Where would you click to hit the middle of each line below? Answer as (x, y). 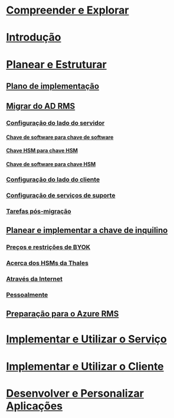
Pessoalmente (27, 294)
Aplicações (35, 406)
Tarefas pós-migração (39, 211)
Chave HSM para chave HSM (42, 151)
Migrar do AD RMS (41, 106)
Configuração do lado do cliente (53, 179)
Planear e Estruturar (57, 64)
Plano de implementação (52, 86)
